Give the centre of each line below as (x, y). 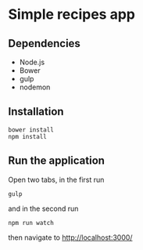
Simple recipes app (71, 14)
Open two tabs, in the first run (56, 179)
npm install (27, 136)
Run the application (57, 161)
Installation (36, 112)
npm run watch (31, 223)
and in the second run (43, 208)
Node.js (32, 62)
